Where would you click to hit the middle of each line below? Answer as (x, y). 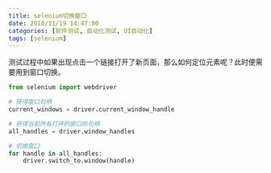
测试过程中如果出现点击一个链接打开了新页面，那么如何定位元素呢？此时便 (132, 62)
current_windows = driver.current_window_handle (92, 109)
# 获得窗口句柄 (30, 102)
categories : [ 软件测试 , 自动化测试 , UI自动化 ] (81, 31)
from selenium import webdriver (63, 88)
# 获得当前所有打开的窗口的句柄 (54, 124)
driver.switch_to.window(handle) (79, 161)
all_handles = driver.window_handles (72, 131)
